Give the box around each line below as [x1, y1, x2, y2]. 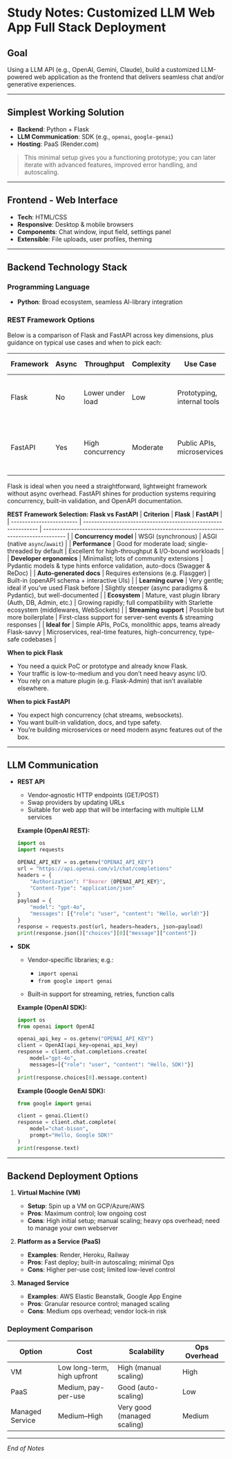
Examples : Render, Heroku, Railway [27, 1251, 130, 1259]
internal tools [177, 397, 220, 406]
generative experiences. [7, 80, 77, 88]
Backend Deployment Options [7, 1170, 139, 1182]
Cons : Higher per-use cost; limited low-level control [27, 1265, 175, 1274]
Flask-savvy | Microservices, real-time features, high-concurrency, [7, 628, 198, 636]
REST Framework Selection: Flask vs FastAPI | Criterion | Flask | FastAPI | [7, 510, 223, 518]
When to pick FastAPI [7, 697, 70, 705]
